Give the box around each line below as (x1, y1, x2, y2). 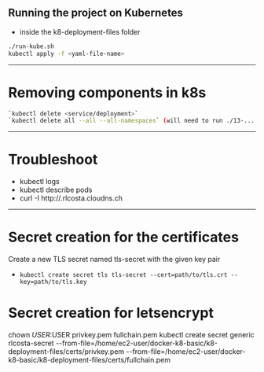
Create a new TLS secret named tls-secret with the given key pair (8, 255, 221, 264)
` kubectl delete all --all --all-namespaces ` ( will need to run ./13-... (8, 117, 255, 125)
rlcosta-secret (8, 338, 54, 348)
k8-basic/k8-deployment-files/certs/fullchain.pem (8, 355, 171, 365)
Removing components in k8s (8, 83, 207, 101)
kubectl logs (19, 177, 60, 186)
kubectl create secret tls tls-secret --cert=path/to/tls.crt (19, 271, 228, 279)
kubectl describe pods (19, 185, 93, 195)
